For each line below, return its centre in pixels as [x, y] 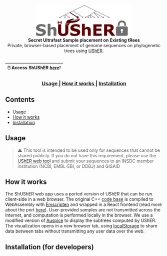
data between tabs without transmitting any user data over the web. [75, 231]
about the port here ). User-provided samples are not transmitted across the [83, 210]
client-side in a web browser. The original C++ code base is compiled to [79, 199]
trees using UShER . [84, 51]
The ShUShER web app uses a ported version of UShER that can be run [79, 194]
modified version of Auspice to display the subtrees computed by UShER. [81, 220]
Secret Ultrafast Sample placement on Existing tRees [84, 40]
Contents [20, 100]
